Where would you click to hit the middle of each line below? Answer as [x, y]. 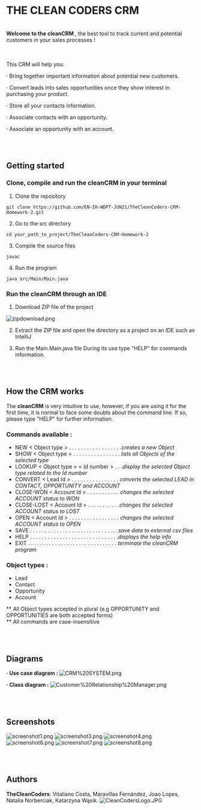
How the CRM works [45, 391]
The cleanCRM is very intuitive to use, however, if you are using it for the [96, 406]
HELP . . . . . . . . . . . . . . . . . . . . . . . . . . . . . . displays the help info [93, 537]
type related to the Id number [51, 473]
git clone [19, 207]
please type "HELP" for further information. [60, 419]
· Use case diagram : [32, 673]
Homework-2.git [25, 212]
